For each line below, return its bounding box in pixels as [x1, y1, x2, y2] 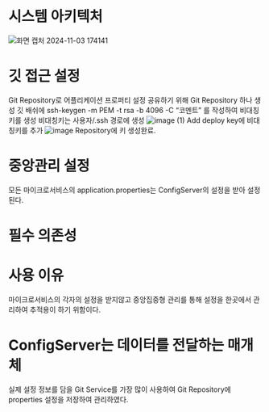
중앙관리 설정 [8, 157, 90, 175]
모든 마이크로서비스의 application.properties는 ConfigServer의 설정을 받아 [8, 185, 246, 195]
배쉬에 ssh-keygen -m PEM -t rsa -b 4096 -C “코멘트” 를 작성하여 [25, 105, 238, 115]
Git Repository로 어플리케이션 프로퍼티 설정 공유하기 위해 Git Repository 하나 [8, 95, 253, 105]
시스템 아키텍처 [8, 7, 103, 26]
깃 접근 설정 [8, 67, 81, 86]
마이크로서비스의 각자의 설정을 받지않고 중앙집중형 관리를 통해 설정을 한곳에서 [8, 294, 252, 304]
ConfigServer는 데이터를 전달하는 [8, 336, 225, 355]
